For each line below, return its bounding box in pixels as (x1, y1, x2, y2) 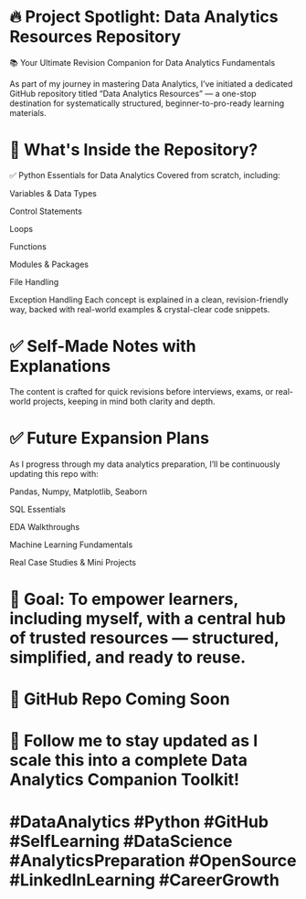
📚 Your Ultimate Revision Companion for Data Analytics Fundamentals (9, 57, 276, 68)
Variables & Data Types (9, 187, 98, 198)
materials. (9, 107, 47, 118)
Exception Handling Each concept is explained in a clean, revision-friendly (9, 294, 290, 305)
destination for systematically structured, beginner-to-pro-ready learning (9, 98, 285, 109)
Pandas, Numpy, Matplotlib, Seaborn (9, 486, 148, 497)
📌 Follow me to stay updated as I (9, 731, 259, 751)
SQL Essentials (9, 503, 66, 514)
